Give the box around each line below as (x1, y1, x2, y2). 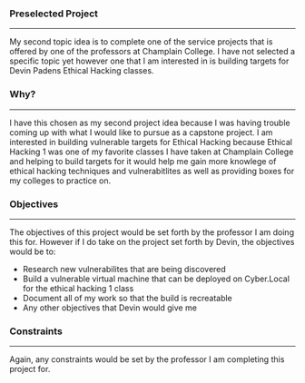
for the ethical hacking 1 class (22, 282, 134, 293)
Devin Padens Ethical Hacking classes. (9, 65, 154, 76)
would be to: (9, 246, 56, 257)
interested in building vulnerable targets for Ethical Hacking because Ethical (9, 136, 293, 147)
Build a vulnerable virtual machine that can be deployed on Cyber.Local (22, 273, 290, 284)
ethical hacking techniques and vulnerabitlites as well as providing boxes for (9, 165, 295, 176)
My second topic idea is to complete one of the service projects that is (9, 36, 273, 47)
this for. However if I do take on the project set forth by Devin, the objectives (9, 236, 295, 247)
